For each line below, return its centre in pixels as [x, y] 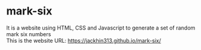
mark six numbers [29, 34]
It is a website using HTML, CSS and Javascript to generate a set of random [101, 28]
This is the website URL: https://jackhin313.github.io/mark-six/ [84, 40]
